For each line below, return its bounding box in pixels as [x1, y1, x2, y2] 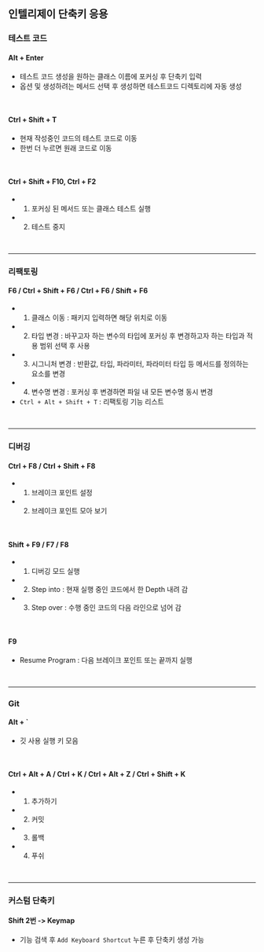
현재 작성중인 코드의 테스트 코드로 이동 [19, 133, 137, 143]
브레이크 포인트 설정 [31, 488, 93, 498]
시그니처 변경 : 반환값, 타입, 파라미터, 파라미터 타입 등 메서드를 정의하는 [31, 359, 249, 369]
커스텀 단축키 [8, 895, 55, 906]
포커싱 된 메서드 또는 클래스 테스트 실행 [31, 204, 152, 213]
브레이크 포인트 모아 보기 [31, 506, 108, 516]
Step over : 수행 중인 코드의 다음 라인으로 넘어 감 [31, 603, 182, 612]
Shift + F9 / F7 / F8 [8, 539, 69, 549]
